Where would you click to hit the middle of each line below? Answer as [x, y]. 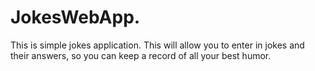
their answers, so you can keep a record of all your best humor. [141, 55]
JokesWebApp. [75, 17]
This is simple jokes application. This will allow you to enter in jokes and [157, 45]
